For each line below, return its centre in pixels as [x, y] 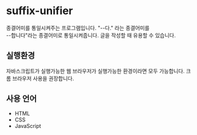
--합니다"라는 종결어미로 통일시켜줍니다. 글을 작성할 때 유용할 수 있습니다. [91, 35]
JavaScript [28, 126]
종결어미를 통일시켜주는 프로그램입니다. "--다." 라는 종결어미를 [78, 28]
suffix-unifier [40, 11]
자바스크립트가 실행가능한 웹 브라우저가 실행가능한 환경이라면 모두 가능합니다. [96, 71]
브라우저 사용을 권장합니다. [43, 78]
